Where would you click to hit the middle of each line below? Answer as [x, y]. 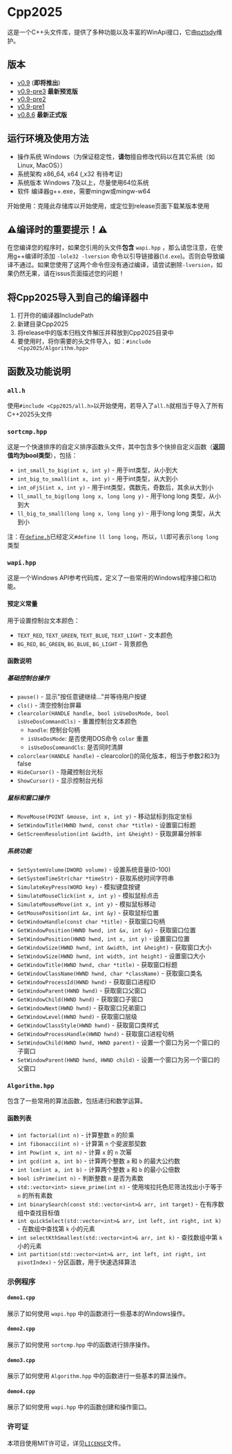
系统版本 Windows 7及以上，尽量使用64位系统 [83, 182]
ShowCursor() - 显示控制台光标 [60, 781]
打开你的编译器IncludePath [55, 315]
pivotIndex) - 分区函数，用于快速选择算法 [77, 1262]
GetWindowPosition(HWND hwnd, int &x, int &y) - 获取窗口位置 [107, 930]
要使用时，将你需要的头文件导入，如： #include [84, 341]
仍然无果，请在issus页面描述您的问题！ [69, 273]
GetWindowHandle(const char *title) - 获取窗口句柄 [91, 921]
